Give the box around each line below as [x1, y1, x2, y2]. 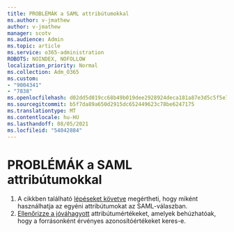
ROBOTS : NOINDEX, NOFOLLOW [7, 56, 86, 63]
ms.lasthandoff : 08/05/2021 [7, 120, 89, 127]
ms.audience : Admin [7, 36, 64, 43]
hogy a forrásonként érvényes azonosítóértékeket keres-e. [17, 217, 187, 225]
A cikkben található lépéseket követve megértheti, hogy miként [17, 194, 198, 203]
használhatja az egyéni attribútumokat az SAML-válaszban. [17, 202, 188, 210]
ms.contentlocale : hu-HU [7, 114, 79, 121]
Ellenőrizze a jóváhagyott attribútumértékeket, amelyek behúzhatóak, [17, 210, 217, 218]
